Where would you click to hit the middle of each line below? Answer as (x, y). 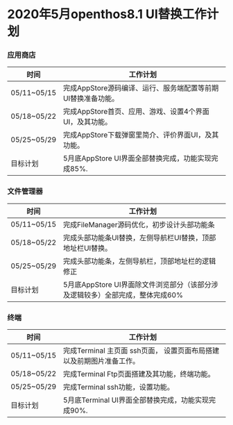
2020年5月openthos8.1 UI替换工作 (107, 14)
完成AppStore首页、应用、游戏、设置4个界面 (136, 112)
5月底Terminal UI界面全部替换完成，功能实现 (136, 400)
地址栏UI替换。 (87, 248)
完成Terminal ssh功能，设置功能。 (119, 387)
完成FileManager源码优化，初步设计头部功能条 (139, 224)
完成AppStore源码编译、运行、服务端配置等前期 (141, 88)
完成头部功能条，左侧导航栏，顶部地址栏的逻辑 (139, 261)
